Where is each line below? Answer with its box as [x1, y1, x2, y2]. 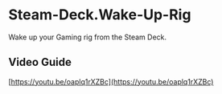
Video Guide [8, 55, 72, 69]
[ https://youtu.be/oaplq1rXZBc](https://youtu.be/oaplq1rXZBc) [8, 76, 214, 86]
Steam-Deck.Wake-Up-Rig [8, 6, 191, 24]
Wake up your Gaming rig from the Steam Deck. [8, 32, 167, 42]
